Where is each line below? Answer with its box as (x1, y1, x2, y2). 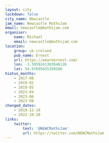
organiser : (5, 30, 27, 35)
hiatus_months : (5, 71, 36, 76)
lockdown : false (5, 12, 38, 17)
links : (5, 116, 19, 122)
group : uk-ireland (14, 48, 52, 53)
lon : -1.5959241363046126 (14, 62, 67, 67)
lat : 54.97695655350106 (14, 67, 63, 72)
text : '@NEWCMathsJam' (23, 126, 69, 131)
